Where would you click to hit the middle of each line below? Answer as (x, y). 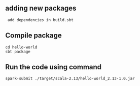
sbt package (18, 52)
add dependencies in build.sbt (40, 20)
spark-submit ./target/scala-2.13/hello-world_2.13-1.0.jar (70, 79)
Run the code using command (54, 67)
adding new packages (41, 8)
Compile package (33, 36)
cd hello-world (21, 47)
